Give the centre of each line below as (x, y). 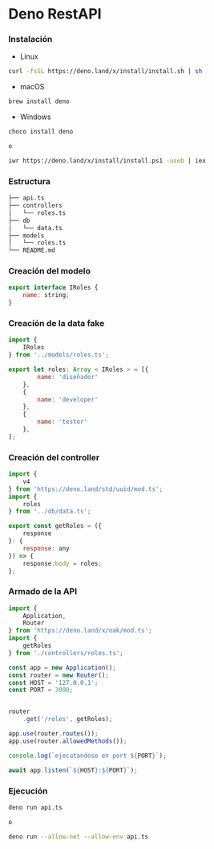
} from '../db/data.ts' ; (50, 512)
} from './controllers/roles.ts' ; (66, 653)
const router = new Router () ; (59, 675)
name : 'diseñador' (68, 377)
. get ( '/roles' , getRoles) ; (68, 719)
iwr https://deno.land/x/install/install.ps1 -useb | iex (107, 161)
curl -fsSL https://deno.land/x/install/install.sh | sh (105, 72)
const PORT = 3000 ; (41, 690)
